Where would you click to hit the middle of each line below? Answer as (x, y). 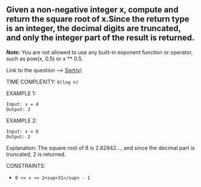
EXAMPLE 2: (22, 120)
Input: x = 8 (22, 131)
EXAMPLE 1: (21, 93)
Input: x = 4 (22, 104)
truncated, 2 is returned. (36, 154)
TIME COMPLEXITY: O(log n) (42, 82)
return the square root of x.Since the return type (98, 19)
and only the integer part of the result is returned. (100, 38)
